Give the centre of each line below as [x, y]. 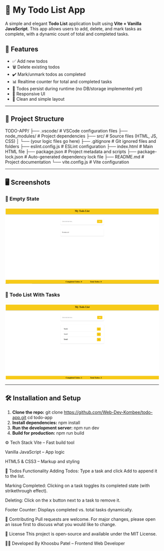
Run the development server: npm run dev [56, 428]
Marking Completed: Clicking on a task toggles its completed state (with [78, 485]
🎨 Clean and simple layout [38, 99]
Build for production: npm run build [48, 433]
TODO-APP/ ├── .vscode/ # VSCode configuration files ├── [66, 131]
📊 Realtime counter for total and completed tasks [62, 81]
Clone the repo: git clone [37, 412]
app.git [19, 418]
